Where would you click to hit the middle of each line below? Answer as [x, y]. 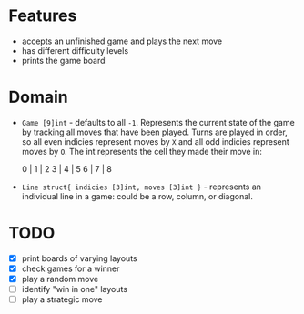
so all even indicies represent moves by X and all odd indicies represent [156, 141]
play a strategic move [62, 299]
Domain [39, 97]
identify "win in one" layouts [75, 289]
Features [43, 16]
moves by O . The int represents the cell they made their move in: [142, 151]
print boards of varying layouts [79, 258]
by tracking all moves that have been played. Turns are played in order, [154, 132]
